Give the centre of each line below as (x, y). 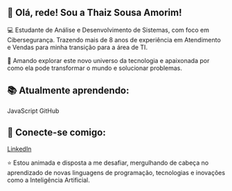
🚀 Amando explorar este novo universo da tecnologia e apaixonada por (108, 60)
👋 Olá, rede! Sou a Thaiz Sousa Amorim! (95, 13)
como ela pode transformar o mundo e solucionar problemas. (95, 68)
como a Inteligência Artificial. (48, 180)
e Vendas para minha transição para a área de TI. (77, 47)
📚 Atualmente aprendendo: (68, 91)
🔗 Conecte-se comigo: (56, 133)
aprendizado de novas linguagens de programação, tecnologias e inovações (116, 173)
